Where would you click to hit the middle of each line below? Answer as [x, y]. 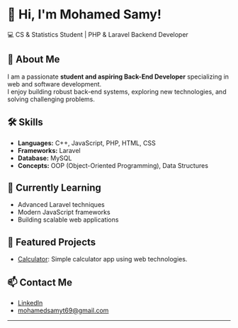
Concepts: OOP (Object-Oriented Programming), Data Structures [113, 165]
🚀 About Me [34, 60]
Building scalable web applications [68, 220]
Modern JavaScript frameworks [64, 213]
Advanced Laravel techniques [61, 205]
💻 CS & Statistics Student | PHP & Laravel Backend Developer [98, 34]
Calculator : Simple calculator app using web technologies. [102, 259]
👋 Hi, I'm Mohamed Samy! [84, 15]
